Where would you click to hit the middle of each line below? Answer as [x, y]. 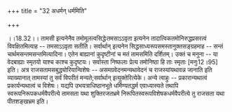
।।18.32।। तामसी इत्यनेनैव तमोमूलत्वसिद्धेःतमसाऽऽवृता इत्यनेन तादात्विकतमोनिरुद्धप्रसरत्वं [107, 38]
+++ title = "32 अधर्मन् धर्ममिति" [47, 11]
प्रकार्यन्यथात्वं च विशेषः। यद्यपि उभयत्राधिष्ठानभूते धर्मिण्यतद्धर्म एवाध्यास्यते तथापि [93, 85]
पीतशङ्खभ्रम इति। [28, 101]
